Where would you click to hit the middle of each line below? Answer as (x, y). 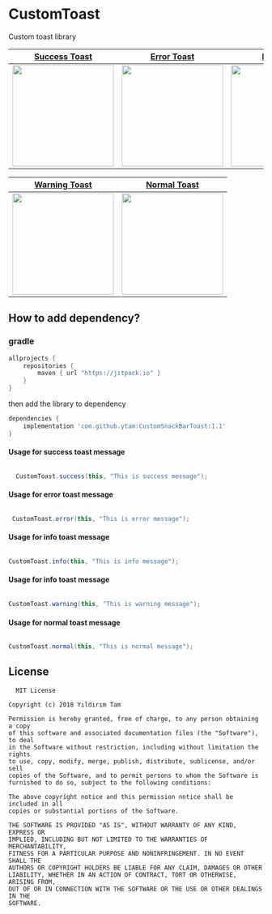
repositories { (49, 365)
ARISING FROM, (32, 882)
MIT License (36, 690)
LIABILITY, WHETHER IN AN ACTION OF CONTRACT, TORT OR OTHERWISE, (123, 875)
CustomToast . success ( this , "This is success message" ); (112, 476)
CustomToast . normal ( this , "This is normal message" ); (101, 647)
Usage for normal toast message (64, 622)
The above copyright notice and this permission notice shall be (121, 797)
